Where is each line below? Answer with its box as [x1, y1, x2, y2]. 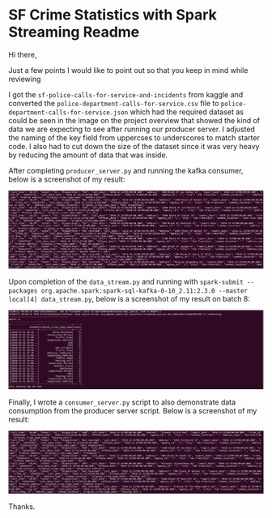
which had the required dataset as [130, 107, 244, 117]
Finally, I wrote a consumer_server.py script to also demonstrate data [8, 397, 236, 407]
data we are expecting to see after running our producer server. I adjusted [8, 124, 255, 134]
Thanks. [8, 502, 36, 512]
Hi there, [8, 49, 37, 59]
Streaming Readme [8, 23, 140, 41]
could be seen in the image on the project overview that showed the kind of [8, 115, 261, 125]
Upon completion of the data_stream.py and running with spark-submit [8, 277, 244, 287]
